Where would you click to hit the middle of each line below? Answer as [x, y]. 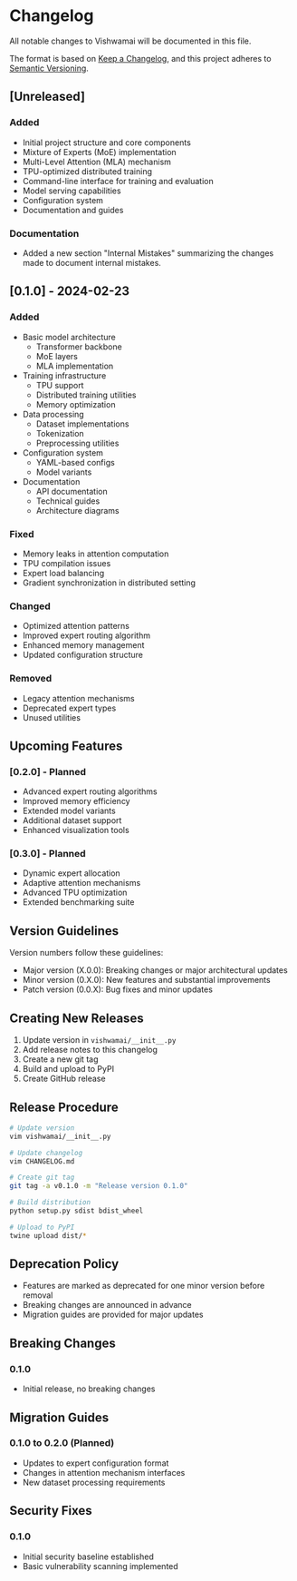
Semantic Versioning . [49, 68]
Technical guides [68, 501]
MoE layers [57, 356]
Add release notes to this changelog [90, 1050]
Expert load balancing [63, 573]
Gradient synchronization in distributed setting [109, 583]
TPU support [60, 385]
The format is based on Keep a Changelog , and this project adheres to [140, 58]
